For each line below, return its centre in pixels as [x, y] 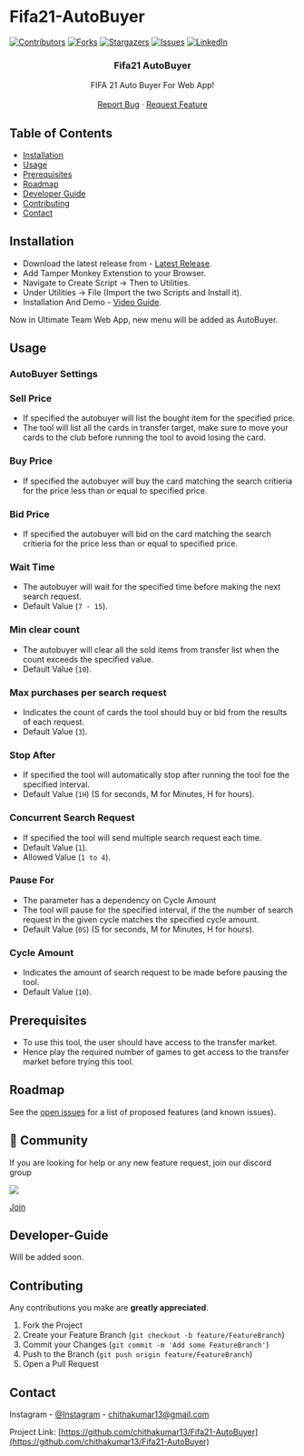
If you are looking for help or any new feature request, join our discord [141, 1162]
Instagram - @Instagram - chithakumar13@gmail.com [109, 1414]
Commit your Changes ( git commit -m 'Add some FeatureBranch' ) [146, 1345]
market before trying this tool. [78, 1062]
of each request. [53, 722]
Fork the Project [53, 1325]
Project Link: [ [35, 1432]
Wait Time [32, 567]
